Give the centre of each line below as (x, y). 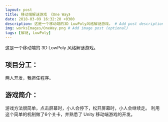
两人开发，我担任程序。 (29, 78)
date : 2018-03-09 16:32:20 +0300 (40, 19)
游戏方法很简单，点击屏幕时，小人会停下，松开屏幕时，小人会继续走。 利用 (82, 108)
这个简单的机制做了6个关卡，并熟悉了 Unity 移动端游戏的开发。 (70, 114)
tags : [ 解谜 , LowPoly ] (28, 33)
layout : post (19, 10)
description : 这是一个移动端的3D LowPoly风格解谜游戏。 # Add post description (84, 24)
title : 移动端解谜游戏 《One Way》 (38, 14)
